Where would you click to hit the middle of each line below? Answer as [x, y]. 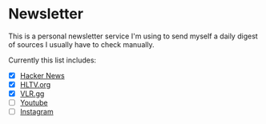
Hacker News [42, 75]
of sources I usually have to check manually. [81, 44]
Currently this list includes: [52, 60]
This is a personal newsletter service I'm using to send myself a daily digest [133, 36]
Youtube [34, 103]
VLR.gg [32, 94]
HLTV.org [35, 84]
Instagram [36, 112]
